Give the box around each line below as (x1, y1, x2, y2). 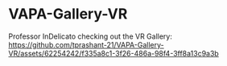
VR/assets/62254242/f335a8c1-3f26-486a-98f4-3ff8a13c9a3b (8, 48, 219, 58)
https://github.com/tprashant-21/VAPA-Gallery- (8, 39, 164, 49)
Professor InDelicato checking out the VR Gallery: (8, 31, 173, 41)
